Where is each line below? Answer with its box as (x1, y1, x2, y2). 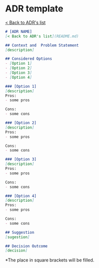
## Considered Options (5, 56, 52, 61)
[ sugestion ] (5, 235, 30, 240)
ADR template (5, 3, 64, 14)
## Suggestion (5, 230, 35, 235)
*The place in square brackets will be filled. (5, 257, 95, 263)
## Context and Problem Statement (5, 43, 79, 48)
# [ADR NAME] (5, 29, 32, 34)
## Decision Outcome (5, 244, 48, 249)
